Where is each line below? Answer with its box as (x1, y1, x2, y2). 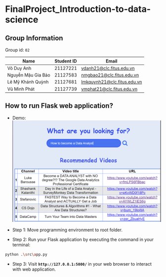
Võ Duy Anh (7, 65, 32, 71)
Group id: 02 (5, 47, 30, 53)
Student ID (54, 58, 77, 64)
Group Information (5, 34, 63, 42)
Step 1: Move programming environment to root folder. (12, 227, 123, 233)
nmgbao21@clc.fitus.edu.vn (81, 72, 139, 78)
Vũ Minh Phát (7, 86, 35, 92)
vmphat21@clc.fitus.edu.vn (81, 86, 137, 92)
